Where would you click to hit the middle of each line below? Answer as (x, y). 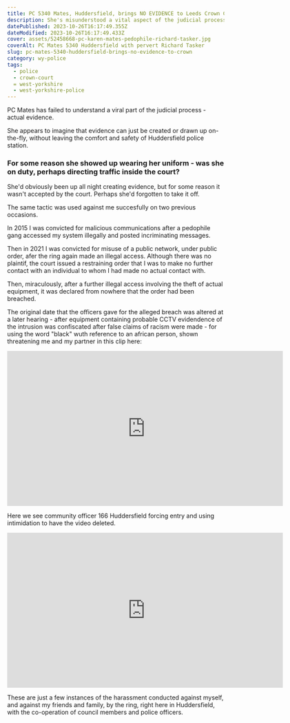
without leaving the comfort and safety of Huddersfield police (117, 138)
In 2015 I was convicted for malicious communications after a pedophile (109, 228)
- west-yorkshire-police (49, 90)
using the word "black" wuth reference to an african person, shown (103, 334)
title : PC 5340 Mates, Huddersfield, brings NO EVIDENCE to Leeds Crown (114, 13)
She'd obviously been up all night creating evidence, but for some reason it (114, 187)
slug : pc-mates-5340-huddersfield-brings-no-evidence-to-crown (100, 52)
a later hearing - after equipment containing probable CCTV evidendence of (115, 319)
